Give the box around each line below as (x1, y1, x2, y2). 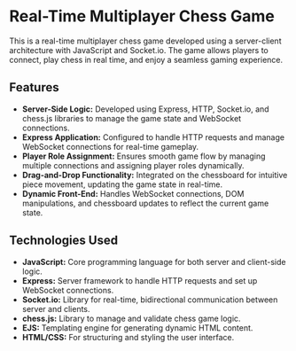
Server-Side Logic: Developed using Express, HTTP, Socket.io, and (21, 104, 269, 114)
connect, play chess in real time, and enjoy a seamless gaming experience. (9, 54, 284, 65)
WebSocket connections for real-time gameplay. (21, 141, 199, 152)
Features (9, 80, 59, 95)
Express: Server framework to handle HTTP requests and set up (21, 275, 258, 285)
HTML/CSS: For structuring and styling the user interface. (21, 331, 235, 342)
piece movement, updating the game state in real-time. (21, 179, 223, 190)
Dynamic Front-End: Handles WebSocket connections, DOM (21, 188, 245, 199)
